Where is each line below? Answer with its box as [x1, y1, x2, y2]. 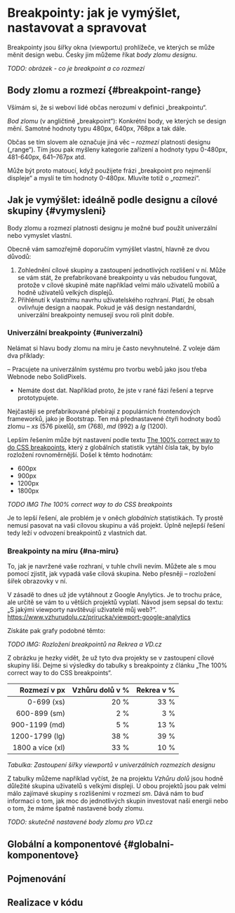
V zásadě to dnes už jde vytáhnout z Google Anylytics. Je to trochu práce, [7, 591, 222, 599]
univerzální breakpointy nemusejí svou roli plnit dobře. [17, 310, 174, 319]
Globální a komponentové [7, 838, 121, 850]
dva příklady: [7, 351, 46, 359]
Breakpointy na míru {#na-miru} [7, 546, 119, 556]
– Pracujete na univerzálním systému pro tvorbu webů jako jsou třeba [7, 365, 207, 373]
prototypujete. [17, 393, 59, 401]
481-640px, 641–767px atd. [7, 152, 86, 161]
